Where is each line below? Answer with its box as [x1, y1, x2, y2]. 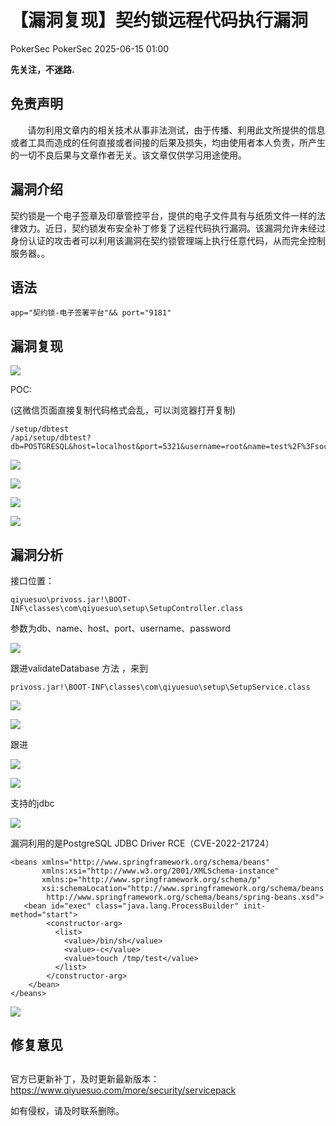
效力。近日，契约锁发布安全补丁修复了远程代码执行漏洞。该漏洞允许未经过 [18, 222, 326, 234]
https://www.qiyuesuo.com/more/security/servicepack [10, 1084, 237, 1096]
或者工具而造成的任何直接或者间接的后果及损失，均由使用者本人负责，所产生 [10, 136, 326, 148]
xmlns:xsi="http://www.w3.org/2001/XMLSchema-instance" [41, 866, 280, 876]
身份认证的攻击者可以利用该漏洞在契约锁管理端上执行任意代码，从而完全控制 [10, 234, 326, 246]
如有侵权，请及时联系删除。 [10, 1104, 125, 1116]
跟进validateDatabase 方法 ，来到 [10, 662, 148, 674]
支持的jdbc [10, 797, 55, 809]
